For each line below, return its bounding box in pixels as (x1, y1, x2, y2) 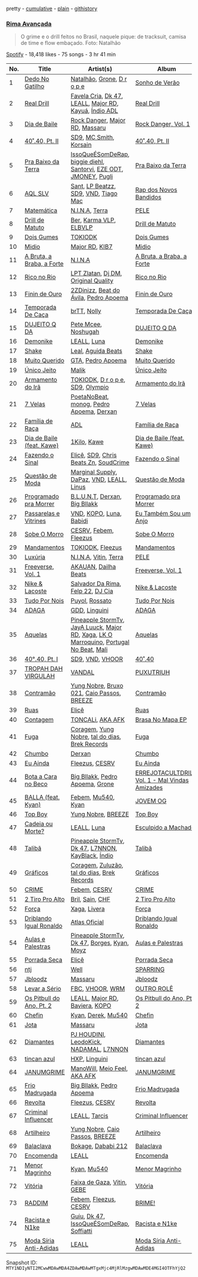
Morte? (24, 827, 45, 835)
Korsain (70, 141, 92, 149)
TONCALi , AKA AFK (70, 715, 125, 724)
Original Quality (70, 277, 114, 285)
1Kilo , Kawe (70, 437, 104, 446)
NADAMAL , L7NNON (70, 1045, 128, 1054)
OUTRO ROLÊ (135, 984, 174, 993)
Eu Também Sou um (135, 510, 191, 518)
